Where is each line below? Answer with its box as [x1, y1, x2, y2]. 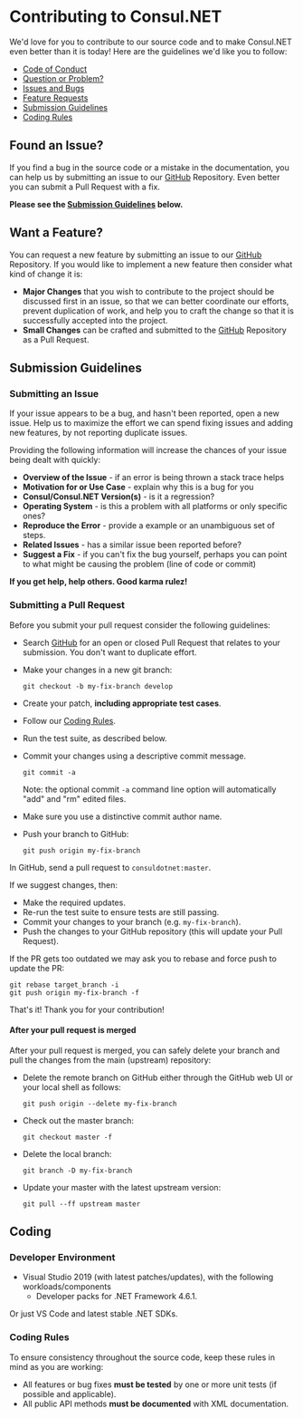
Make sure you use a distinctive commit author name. [22, 811, 223, 822]
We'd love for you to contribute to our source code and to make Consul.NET [9, 36, 292, 47]
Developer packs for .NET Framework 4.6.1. [35, 1291, 197, 1302]
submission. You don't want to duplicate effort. [22, 646, 197, 658]
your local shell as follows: [22, 1081, 122, 1093]
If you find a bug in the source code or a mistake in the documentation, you [9, 161, 289, 173]
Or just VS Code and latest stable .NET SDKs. [9, 1308, 178, 1319]
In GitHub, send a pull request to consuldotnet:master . [9, 862, 212, 873]
